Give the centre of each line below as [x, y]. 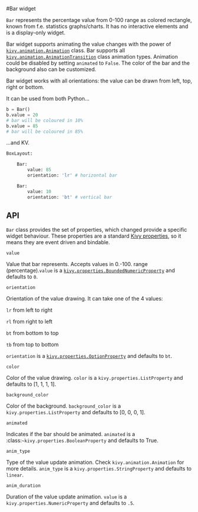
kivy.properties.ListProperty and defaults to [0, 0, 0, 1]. [76, 412]
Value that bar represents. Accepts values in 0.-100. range [77, 264]
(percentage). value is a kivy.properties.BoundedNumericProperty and [91, 271]
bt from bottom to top [33, 333]
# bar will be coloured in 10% [45, 120]
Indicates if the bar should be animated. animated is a [71, 434]
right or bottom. [25, 87]
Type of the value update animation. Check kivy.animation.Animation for [95, 462]
